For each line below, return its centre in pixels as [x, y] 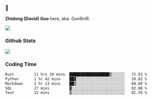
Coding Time [21, 64]
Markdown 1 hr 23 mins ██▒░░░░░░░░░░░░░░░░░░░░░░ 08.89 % [76, 84]
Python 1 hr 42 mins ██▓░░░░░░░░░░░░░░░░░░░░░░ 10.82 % [76, 79]
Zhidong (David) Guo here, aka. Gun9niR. [48, 19]
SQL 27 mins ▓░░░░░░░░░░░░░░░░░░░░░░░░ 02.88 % [76, 88]
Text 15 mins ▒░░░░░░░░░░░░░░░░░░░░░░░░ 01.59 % [76, 93]
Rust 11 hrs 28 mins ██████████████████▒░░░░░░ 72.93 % [76, 74]
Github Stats [21, 41]
